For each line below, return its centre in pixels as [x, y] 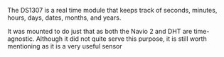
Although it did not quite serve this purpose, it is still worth [122, 39]
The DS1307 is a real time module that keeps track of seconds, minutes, [112, 10]
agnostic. [21, 39]
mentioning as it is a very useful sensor [65, 46]
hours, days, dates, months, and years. [64, 18]
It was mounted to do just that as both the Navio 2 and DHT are [100, 31]
